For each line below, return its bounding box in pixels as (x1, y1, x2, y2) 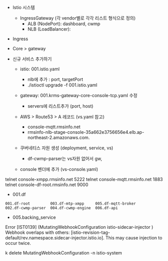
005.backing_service (12, 214, 56, 220)
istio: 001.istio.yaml (20, 66, 60, 72)
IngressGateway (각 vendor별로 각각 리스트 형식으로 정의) (20, 15, 136, 21)
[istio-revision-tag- (70, 229, 111, 235)
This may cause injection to (105, 235, 162, 240)
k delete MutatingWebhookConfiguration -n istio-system (5, 250, 122, 255)
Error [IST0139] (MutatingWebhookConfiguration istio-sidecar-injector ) (5, 224, 153, 230)
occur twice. (5, 240, 31, 246)
